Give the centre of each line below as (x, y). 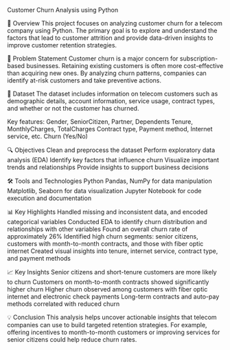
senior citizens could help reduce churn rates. (72, 339)
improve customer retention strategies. (62, 45)
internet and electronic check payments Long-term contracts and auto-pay (113, 296)
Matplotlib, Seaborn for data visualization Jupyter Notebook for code (104, 191)
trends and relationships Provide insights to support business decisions (108, 167)
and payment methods (39, 258)
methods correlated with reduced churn (64, 304)
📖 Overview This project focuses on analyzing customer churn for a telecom (115, 23)
